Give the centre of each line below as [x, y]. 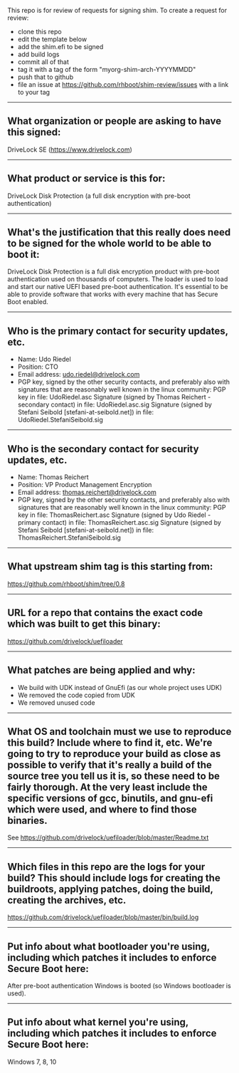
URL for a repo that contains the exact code [105, 613]
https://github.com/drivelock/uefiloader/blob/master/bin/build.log [103, 917]
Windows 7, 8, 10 [32, 1062]
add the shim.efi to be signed [60, 47]
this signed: [34, 132]
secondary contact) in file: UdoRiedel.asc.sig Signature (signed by [115, 404]
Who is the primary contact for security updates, [118, 331]
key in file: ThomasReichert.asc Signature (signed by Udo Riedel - [114, 515]
